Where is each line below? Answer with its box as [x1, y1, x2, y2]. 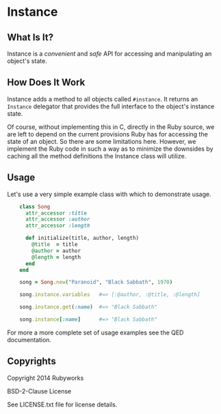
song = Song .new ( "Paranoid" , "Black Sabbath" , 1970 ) [19, 279, 173, 286]
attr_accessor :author [25, 216, 90, 223]
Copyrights [7, 356, 56, 367]
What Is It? [7, 32, 53, 43]
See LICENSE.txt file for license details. [7, 400, 118, 409]
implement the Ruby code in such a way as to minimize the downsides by [7, 145, 213, 153]
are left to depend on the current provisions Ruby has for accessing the [7, 130, 209, 138]
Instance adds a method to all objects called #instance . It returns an [7, 95, 198, 103]
